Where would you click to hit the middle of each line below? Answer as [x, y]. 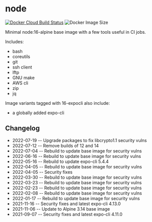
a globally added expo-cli [38, 113]
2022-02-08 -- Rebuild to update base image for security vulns [77, 193]
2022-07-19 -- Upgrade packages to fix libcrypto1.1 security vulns [79, 140]
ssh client [22, 67]
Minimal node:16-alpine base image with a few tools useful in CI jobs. [76, 32]
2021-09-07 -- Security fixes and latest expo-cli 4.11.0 [67, 214]
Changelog [23, 128]
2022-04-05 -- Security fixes [42, 172]
